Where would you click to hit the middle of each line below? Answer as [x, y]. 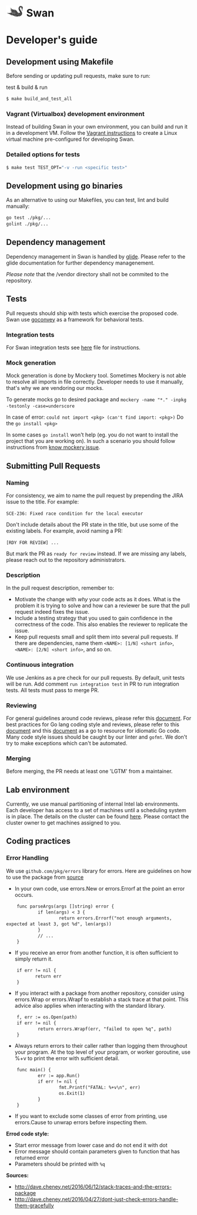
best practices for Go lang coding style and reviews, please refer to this [93, 724]
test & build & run [27, 87]
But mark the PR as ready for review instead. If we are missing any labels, [96, 554]
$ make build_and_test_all [39, 99]
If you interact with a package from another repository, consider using [99, 993]
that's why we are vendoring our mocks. [55, 388]
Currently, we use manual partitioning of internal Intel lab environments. [93, 804]
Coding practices [38, 841]
